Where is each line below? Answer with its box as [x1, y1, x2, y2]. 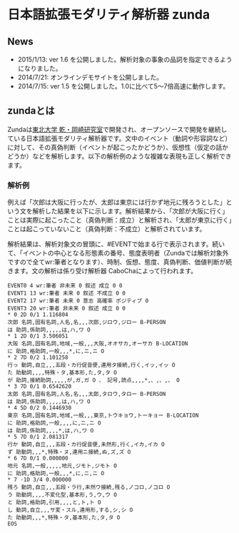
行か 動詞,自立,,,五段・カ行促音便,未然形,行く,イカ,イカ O [7, 441, 166, 448]
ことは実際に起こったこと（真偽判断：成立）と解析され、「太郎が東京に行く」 [7, 215, 233, 225]
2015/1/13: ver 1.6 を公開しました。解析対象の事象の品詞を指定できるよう [17, 55, 233, 64]
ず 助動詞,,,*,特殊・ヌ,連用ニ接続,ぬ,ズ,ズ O [7, 449, 131, 456]
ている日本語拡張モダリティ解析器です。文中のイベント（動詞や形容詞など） [7, 133, 232, 143]
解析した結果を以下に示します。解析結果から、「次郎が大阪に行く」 [31, 207, 229, 215]
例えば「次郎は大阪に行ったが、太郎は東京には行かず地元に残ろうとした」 [7, 198, 226, 207]
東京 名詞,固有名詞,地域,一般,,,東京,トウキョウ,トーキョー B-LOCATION [7, 412, 199, 420]
